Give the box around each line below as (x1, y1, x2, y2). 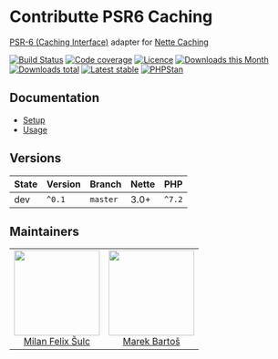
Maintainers (9, 223, 80, 239)
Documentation (9, 90, 100, 106)
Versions (9, 150, 62, 166)
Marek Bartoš (122, 335, 180, 348)
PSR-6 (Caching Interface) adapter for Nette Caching (9, 36, 210, 47)
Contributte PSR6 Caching (9, 6, 213, 27)
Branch (89, 178, 122, 190)
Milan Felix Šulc (23, 335, 91, 348)
